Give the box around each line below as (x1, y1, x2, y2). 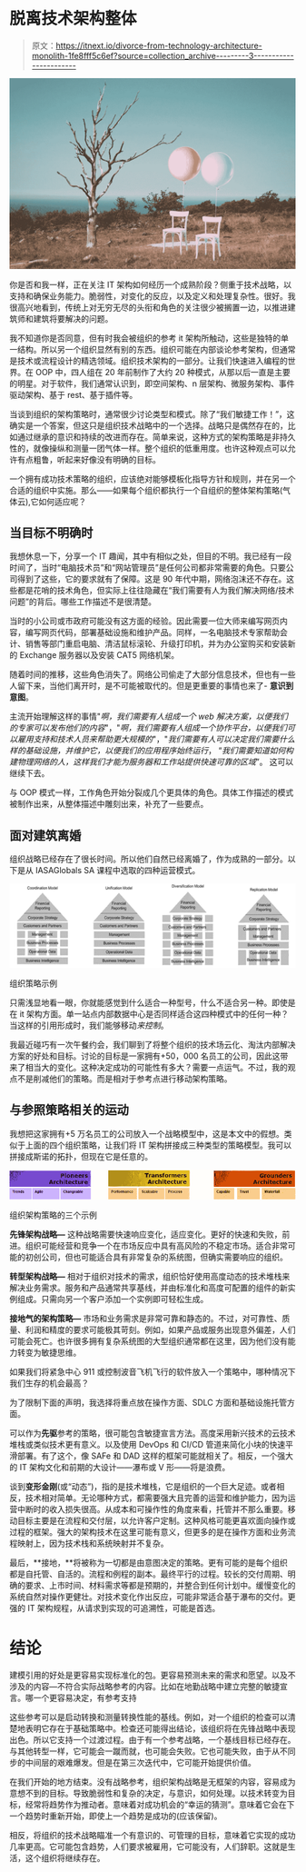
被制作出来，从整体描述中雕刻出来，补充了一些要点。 (9, 799, 209, 810)
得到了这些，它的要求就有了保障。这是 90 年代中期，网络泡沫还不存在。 (16, 573, 287, 584)
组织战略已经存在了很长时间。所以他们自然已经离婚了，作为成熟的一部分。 (9, 853, 288, 864)
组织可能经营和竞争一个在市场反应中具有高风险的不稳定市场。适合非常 (25, 1240, 288, 1250)
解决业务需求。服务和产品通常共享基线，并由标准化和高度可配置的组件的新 (9, 1282, 288, 1293)
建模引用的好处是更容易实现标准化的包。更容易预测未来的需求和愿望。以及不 (9, 1669, 296, 1680)
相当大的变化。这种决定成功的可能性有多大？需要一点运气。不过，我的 (25, 1061, 288, 1072)
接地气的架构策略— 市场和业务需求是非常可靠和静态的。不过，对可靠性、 (9, 1312, 282, 1323)
